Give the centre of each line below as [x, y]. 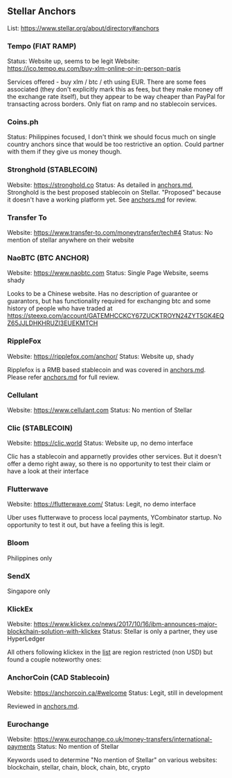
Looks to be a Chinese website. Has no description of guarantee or [103, 294]
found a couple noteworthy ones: [54, 660]
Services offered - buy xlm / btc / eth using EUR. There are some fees [107, 82]
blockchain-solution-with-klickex [54, 631]
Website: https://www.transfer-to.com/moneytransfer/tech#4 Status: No [110, 232]
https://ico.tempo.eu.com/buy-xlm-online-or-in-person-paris [94, 69]
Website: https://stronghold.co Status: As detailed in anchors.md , [100, 185]
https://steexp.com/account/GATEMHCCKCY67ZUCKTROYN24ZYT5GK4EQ [116, 316]
